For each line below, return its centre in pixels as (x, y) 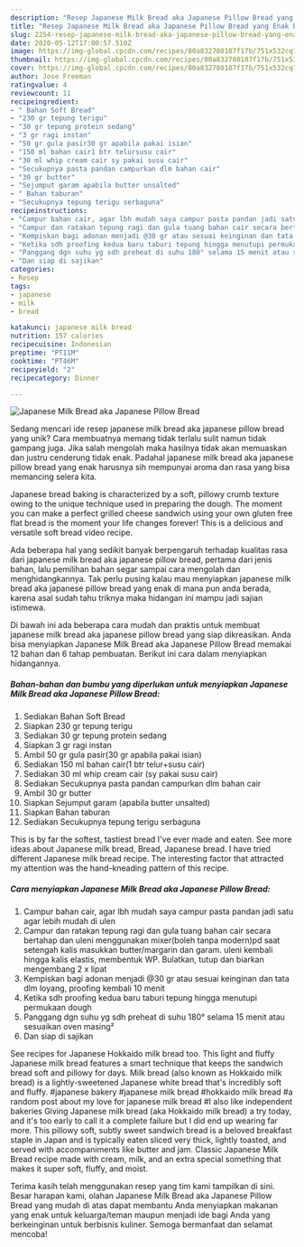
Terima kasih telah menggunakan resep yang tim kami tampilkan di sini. (143, 1187)
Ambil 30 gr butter (57, 793)
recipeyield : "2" (43, 369)
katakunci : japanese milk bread (71, 328)
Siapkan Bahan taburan (67, 812)
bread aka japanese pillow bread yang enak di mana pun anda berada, (141, 588)
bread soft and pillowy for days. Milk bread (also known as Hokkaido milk (146, 1073)
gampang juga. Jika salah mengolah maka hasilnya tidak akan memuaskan (149, 448)
